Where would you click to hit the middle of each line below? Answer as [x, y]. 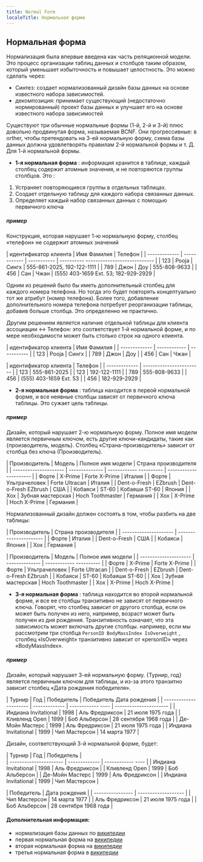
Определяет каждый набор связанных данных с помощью [91, 200]
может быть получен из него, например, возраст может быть [95, 614]
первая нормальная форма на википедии [69, 840]
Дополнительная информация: [48, 820]
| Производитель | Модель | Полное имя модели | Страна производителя [101, 463]
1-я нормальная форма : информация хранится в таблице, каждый [102, 163]
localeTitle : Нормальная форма [46, 18]
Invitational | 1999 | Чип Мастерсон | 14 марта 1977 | [73, 732]
